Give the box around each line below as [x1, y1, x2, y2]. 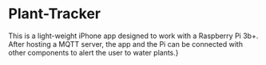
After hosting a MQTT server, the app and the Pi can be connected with [8, 39, 244, 48]
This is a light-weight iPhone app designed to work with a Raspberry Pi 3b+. [8, 31, 259, 40]
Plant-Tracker [8, 5, 101, 23]
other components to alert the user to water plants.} [8, 48, 179, 57]
